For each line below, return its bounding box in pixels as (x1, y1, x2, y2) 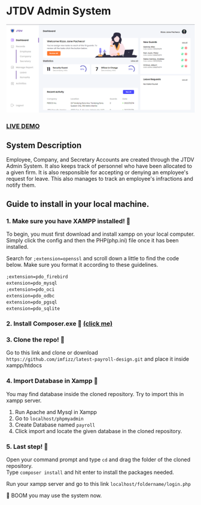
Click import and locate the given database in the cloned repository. (14, 427, 182, 434)
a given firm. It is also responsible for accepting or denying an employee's (6, 169, 188, 176)
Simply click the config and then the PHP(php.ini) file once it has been (6, 237, 179, 244)
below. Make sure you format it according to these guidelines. (6, 261, 159, 269)
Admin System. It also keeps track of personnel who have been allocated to (6, 163, 193, 170)
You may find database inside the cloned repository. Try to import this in (6, 390, 184, 397)
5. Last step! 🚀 (6, 442, 48, 451)
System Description (6, 141, 82, 150)
